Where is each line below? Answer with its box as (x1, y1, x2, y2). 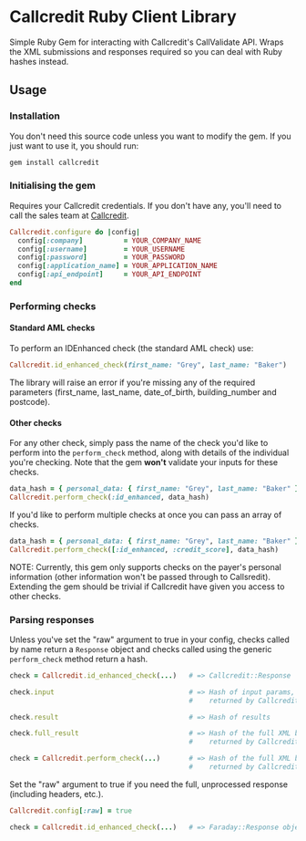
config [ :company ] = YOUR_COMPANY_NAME (17, 235, 202, 245)
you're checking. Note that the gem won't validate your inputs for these (9, 457, 279, 468)
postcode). (9, 396, 50, 407)
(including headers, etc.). (9, 788, 104, 799)
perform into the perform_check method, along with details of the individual (9, 447, 290, 458)
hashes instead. (9, 56, 69, 67)
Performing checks (9, 299, 97, 312)
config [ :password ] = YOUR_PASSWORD (17, 253, 185, 262)
